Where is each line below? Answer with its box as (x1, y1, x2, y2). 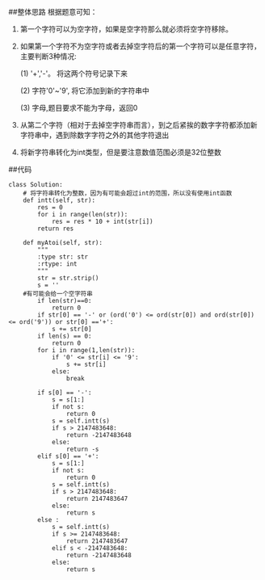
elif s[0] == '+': (37, 452, 99, 460)
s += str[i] (65, 360, 107, 368)
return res (37, 225, 74, 233)
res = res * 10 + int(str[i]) (51, 217, 154, 225)
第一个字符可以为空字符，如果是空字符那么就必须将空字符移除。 (19, 24, 233, 34)
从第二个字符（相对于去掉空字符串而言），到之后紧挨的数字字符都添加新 (19, 120, 258, 129)
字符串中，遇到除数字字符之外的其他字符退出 (19, 130, 170, 140)
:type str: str (37, 253, 89, 261)
